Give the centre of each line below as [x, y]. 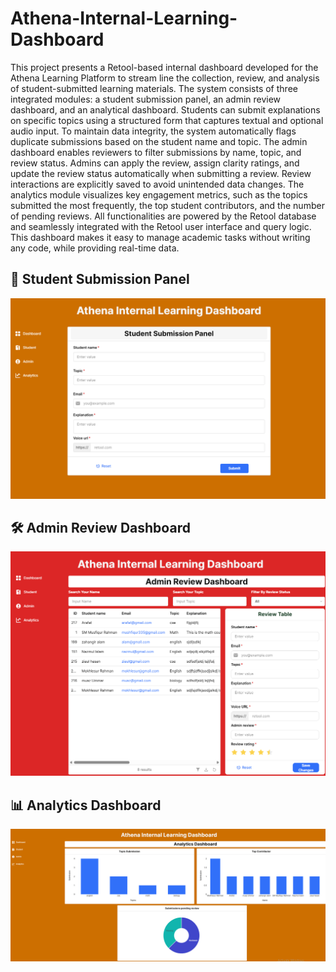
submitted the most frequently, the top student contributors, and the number [167, 205]
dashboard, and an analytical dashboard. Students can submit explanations [165, 109]
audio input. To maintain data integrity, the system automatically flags [153, 131]
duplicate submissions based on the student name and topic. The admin [159, 141]
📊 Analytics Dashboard [86, 805]
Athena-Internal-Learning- [124, 18]
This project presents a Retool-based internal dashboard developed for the [164, 67]
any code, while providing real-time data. [95, 248]
